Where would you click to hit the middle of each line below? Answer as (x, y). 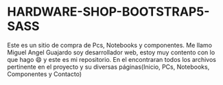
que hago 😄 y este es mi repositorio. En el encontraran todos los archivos (111, 59)
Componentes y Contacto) (45, 74)
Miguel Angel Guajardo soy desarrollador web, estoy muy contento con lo (111, 52)
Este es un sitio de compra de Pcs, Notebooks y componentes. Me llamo (110, 45)
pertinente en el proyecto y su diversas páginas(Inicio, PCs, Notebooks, (108, 67)
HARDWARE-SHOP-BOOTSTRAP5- (108, 12)
